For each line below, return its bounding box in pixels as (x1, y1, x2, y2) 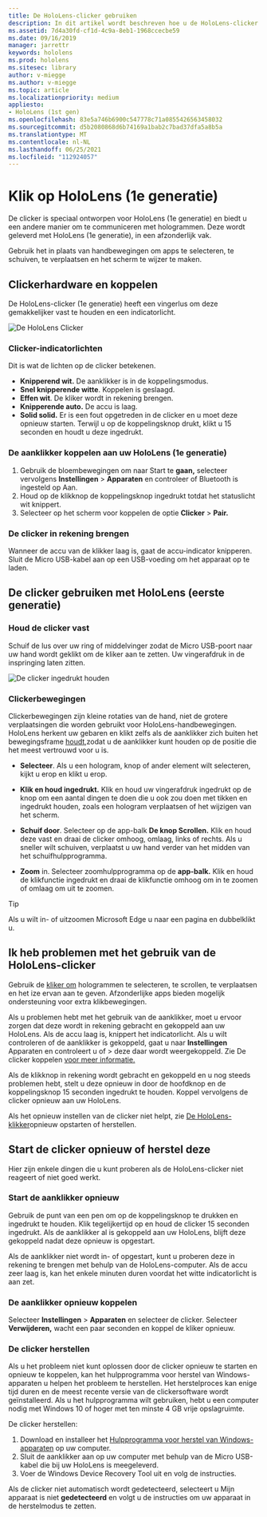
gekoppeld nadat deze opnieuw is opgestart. (8, 1236, 155, 1245)
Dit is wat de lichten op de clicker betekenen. (8, 361, 156, 371)
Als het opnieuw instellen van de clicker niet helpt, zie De (8, 1111, 196, 1121)
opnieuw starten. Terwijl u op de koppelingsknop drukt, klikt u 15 (19, 419, 232, 428)
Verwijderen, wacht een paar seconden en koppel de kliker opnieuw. (8, 1324, 236, 1333)
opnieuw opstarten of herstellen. (29, 1119, 137, 1129)
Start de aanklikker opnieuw (8, 1192, 120, 1203)
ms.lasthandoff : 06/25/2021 (8, 145, 102, 153)
